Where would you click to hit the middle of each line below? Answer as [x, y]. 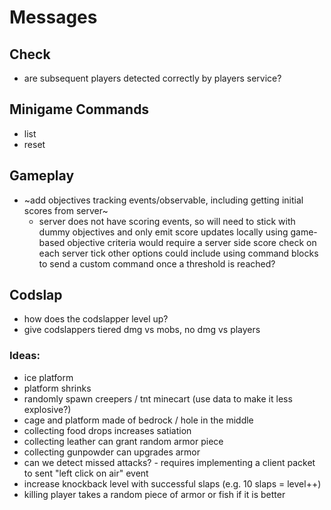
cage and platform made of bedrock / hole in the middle [138, 420]
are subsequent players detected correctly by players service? [152, 78]
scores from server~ [66, 210]
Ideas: [25, 356]
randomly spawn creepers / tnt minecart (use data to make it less [158, 398]
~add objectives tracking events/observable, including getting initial [163, 200]
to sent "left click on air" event [86, 473]
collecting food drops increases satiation [107, 430]
